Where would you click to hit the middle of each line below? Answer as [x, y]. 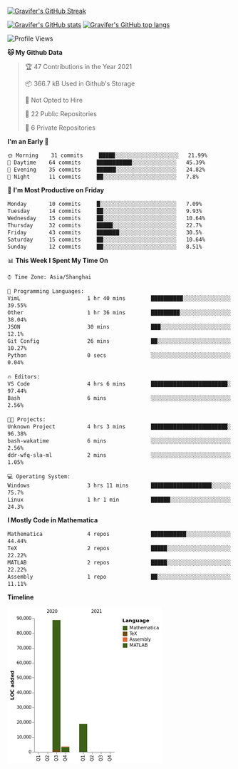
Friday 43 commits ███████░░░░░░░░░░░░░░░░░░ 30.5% [105, 232]
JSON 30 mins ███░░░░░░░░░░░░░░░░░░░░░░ [119, 327]
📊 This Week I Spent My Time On [58, 260]
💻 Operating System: [39, 477]
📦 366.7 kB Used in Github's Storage [80, 83]
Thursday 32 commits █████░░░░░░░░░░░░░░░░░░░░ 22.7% [105, 225]
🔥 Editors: [24, 377]
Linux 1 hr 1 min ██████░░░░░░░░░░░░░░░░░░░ [119, 500]
